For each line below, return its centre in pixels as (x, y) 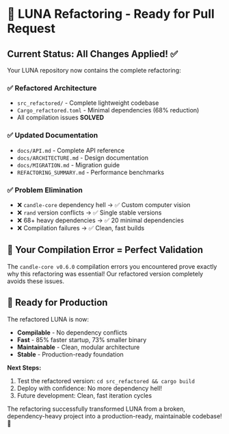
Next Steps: (24, 367)
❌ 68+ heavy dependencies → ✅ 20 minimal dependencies (100, 220)
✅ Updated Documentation (53, 135)
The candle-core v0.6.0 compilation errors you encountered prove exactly (112, 266)
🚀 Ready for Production (57, 303)
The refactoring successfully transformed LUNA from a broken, (96, 409)
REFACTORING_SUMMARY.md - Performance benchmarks (91, 172)
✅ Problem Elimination (45, 190)
